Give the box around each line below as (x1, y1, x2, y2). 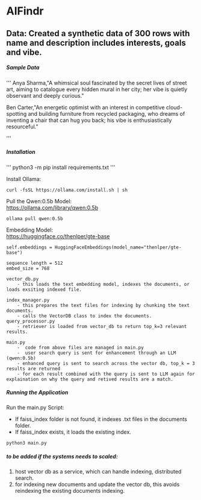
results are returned (6, 366, 61, 372)
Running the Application (6, 389, 69, 396)
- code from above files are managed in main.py (17, 344, 144, 350)
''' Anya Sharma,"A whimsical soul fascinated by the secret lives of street (6, 79, 187, 86)
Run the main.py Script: (6, 404, 64, 411)
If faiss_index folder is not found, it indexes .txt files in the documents (14, 416, 188, 423)
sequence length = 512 (6, 260, 63, 266)
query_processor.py (6, 318, 55, 324)
